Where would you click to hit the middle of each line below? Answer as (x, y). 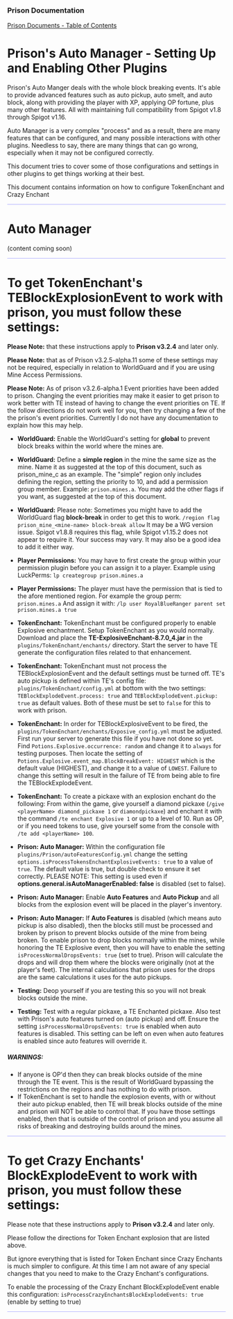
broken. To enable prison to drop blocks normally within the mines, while (121, 940)
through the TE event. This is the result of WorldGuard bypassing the (115, 1082)
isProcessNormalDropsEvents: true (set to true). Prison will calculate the (120, 955)
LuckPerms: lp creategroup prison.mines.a (80, 575)
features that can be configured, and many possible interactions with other (114, 138)
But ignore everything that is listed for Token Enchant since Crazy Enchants (115, 1259)
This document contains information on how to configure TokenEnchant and (116, 187)
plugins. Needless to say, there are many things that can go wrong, (103, 145)
